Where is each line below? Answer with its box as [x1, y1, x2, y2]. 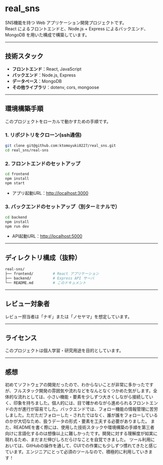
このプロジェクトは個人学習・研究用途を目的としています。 [5, 347, 124, 354]
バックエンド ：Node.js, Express [12, 72, 76, 78]
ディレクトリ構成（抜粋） [5, 253, 81, 262]
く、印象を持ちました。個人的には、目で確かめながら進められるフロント [5, 400, 149, 406]
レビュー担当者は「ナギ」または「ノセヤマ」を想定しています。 [5, 313, 132, 320]
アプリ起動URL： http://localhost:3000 [12, 190, 89, 196]
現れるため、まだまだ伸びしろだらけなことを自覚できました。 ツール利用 [5, 437, 151, 443]
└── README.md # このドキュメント [5, 280, 86, 285]
